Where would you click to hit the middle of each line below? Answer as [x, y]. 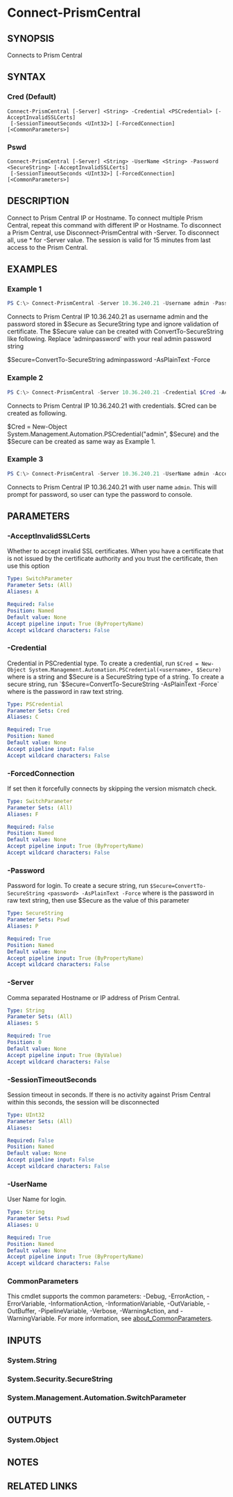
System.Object [33, 1440]
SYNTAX [27, 77]
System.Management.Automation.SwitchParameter [97, 1397]
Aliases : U [23, 1225]
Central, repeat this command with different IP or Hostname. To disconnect [114, 225]
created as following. [37, 413]
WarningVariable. [32, 1318]
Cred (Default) [32, 97]
